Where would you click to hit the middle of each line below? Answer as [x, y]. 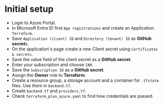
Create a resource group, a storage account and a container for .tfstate [85, 80]
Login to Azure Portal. [34, 23]
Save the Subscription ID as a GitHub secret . [58, 69]
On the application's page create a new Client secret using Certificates [85, 49]
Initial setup [29, 9]
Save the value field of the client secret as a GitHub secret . [72, 59]
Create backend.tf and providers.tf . [49, 91]
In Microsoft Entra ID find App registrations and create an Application [83, 28]
